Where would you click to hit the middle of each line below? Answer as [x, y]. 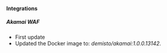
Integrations [22, 8]
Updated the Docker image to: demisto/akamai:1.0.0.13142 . [88, 43]
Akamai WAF [23, 22]
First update [30, 37]
